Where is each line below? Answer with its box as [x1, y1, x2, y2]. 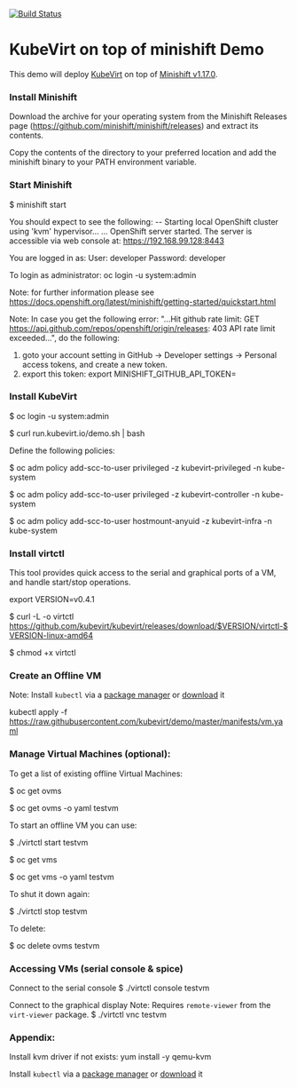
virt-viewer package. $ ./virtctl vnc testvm [9, 1009, 167, 1020]
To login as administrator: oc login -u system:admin [9, 269, 197, 280]
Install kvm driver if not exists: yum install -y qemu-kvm [9, 1052, 212, 1062]
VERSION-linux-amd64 [9, 631, 94, 641]
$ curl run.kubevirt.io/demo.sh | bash [9, 427, 145, 439]
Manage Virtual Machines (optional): [9, 748, 171, 760]
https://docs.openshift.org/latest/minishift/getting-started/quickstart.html [9, 296, 277, 306]
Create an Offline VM [9, 670, 102, 682]
